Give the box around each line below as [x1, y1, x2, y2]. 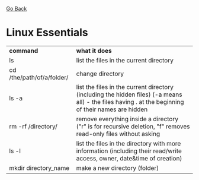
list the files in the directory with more [76, 139, 181, 147]
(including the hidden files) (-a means [76, 90, 182, 99]
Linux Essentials [6, 26, 89, 39]
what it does [76, 46, 113, 55]
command [9, 46, 38, 55]
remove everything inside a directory [76, 115, 179, 123]
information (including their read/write [76, 147, 182, 155]
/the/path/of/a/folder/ [9, 73, 69, 81]
